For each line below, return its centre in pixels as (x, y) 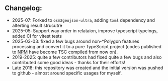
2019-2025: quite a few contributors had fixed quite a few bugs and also (87, 57)
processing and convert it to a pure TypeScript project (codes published (87, 46)
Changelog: (23, 8)
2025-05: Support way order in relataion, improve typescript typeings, (85, 31)
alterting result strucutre (37, 25)
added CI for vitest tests (37, 36)
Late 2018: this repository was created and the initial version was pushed (88, 68)
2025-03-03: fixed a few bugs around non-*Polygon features (75, 41)
